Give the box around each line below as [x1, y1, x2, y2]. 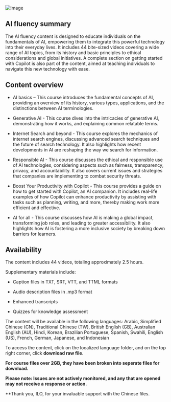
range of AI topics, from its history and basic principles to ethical [5, 49, 141, 56]
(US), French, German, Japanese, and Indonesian [5, 335, 109, 341]
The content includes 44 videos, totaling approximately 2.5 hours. [5, 259, 144, 265]
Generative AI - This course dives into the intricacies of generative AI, [12, 115, 160, 121]
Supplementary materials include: [5, 269, 76, 275]
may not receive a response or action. [5, 381, 87, 387]
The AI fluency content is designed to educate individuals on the [5, 33, 141, 39]
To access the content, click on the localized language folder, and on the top [5, 345, 166, 351]
